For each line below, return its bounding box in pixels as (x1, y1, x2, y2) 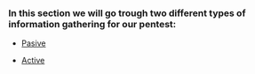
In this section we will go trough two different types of (8, 7, 246, 19)
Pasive (20, 38, 46, 48)
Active (20, 55, 45, 66)
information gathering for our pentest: (8, 18, 177, 30)
